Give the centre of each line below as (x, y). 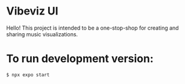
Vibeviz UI (32, 11)
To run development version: (80, 59)
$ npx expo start (28, 75)
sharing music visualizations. (42, 34)
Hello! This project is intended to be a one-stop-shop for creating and (92, 28)
